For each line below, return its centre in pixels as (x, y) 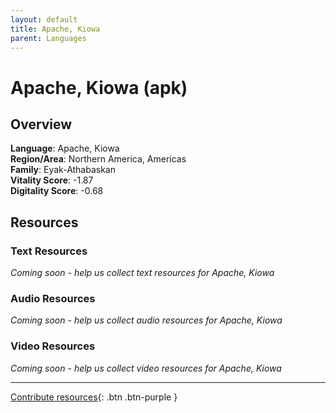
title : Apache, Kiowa (55, 29)
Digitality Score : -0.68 (57, 191)
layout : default (44, 19)
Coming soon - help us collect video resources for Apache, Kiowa (146, 368)
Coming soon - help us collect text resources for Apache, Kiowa (142, 273)
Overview (41, 124)
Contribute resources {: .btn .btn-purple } (94, 397)
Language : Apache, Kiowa (65, 148)
